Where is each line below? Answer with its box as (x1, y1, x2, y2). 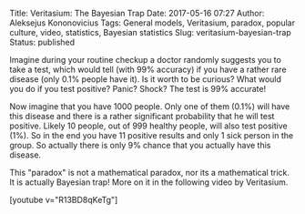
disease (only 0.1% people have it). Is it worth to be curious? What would (9, 74, 282, 85)
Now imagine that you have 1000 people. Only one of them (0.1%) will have (9, 101, 290, 112)
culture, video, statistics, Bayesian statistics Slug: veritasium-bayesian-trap (9, 27, 291, 37)
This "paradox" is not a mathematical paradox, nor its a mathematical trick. (9, 168, 290, 178)
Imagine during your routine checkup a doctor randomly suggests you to (9, 55, 282, 65)
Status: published (9, 36, 76, 47)
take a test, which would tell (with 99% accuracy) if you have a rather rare (9, 64, 287, 75)
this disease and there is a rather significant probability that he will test (9, 111, 275, 121)
